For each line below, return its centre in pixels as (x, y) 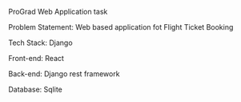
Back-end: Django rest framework (64, 74)
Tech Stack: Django (41, 43)
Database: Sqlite (35, 89)
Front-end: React (36, 58)
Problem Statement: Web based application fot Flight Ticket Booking (121, 27)
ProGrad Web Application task (58, 12)
